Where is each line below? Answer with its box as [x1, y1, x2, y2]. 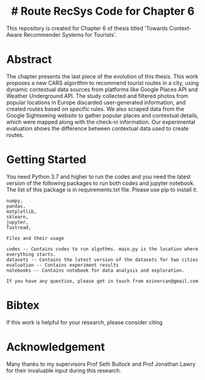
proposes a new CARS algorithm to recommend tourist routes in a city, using [6, 79, 199, 86]
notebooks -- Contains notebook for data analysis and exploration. [6, 267, 185, 274]
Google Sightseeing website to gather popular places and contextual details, [6, 111, 199, 119]
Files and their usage [6, 235, 64, 241]
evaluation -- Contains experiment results [6, 262, 119, 268]
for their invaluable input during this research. [6, 367, 121, 374]
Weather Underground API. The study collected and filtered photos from [6, 92, 188, 99]
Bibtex [6, 299, 40, 312]
